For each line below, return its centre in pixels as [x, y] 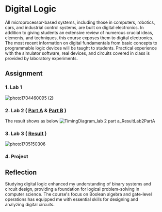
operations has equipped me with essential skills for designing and [72, 199]
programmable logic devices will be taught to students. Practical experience [81, 48]
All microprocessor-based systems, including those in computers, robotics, [80, 22]
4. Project [17, 157]
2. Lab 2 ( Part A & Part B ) [36, 110]
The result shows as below [32, 121]
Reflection [21, 172]
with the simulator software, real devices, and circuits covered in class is [78, 53]
